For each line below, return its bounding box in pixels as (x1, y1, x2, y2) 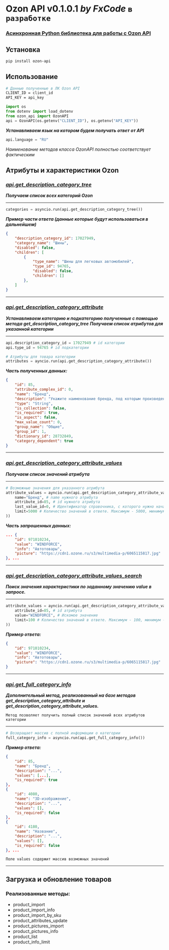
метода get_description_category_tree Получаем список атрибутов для (6, 320, 163, 327)
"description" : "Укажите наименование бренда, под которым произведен (15, 396, 165, 401)
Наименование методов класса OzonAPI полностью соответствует (6, 146, 151, 152)
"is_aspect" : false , (15, 415, 58, 420)
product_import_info (13, 907, 55, 913)
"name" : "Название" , (15, 829, 58, 834)
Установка (6, 45, 41, 54)
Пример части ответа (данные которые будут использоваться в (6, 216, 148, 222)
